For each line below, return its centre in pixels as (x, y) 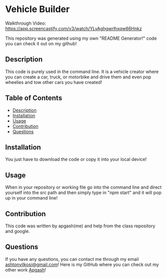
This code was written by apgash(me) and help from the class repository (80, 226)
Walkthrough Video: (26, 23)
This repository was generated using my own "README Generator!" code (81, 38)
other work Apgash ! (26, 269)
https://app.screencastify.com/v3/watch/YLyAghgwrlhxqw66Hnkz (73, 28)
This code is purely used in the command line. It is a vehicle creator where (82, 71)
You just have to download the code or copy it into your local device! (76, 159)
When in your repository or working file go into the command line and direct (83, 188)
